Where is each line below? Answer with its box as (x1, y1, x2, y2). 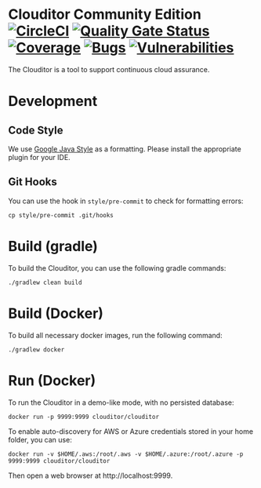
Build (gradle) (8, 237, 98, 255)
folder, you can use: (8, 435, 72, 444)
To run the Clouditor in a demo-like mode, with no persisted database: (8, 398, 234, 407)
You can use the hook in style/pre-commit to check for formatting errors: (8, 196, 244, 206)
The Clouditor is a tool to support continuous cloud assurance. (8, 64, 210, 74)
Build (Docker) (8, 304, 104, 322)
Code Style (8, 123, 63, 137)
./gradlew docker (8, 345, 65, 354)
